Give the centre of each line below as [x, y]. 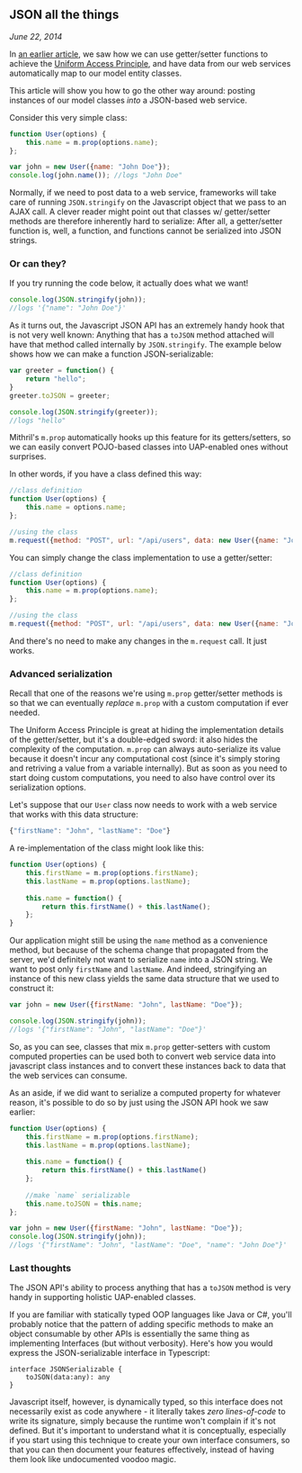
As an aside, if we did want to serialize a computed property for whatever [145, 1092]
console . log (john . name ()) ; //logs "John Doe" [96, 176]
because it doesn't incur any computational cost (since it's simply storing [145, 759]
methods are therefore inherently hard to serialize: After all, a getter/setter [146, 221]
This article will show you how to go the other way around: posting [133, 90]
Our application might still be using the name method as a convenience [138, 941]
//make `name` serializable [78, 1195]
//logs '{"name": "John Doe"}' [68, 308]
